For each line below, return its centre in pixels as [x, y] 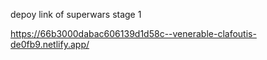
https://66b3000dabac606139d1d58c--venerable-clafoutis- [133, 33]
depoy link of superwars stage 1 [76, 14]
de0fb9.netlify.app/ [50, 44]
